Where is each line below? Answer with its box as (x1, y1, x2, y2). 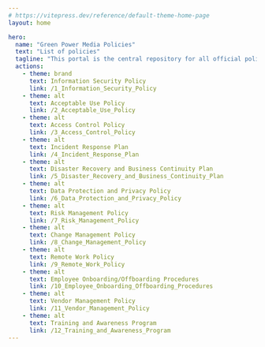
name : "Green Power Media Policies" (15, 40, 136, 48)
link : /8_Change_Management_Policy (28, 238, 147, 247)
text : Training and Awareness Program (28, 319, 157, 327)
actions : (15, 62, 44, 71)
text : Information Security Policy (28, 76, 147, 85)
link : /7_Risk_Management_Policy (28, 216, 140, 225)
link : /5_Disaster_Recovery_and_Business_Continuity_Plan (28, 173, 224, 181)
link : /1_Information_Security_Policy (28, 84, 157, 92)
